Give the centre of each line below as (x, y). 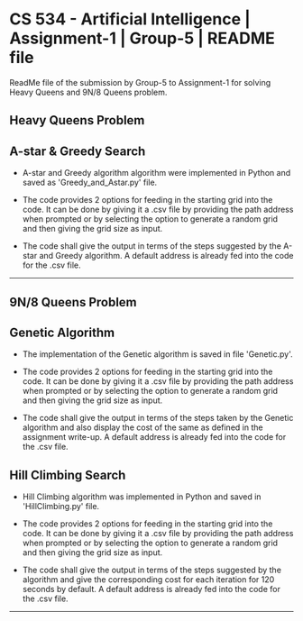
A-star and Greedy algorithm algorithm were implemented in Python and (156, 173)
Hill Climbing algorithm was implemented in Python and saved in (142, 497)
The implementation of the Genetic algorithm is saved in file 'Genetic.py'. (157, 354)
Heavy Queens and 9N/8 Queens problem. (88, 92)
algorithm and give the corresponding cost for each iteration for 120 (148, 580)
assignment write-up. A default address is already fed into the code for (154, 437)
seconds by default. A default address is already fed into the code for (151, 589)
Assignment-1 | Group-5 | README (142, 38)
